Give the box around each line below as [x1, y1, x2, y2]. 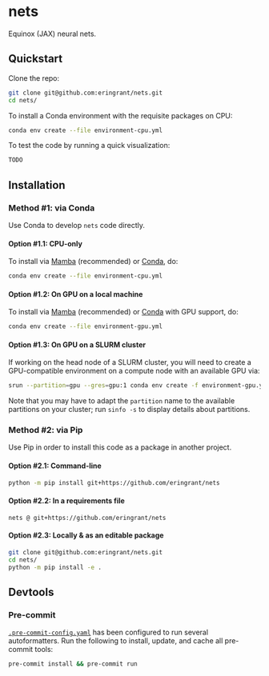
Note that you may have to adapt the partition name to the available [8, 396, 235, 406]
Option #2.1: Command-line [8, 461, 102, 470]
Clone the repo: [8, 73, 60, 82]
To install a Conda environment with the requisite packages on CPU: [8, 110, 233, 120]
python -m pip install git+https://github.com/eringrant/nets [8, 478, 220, 486]
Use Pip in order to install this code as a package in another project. [8, 442, 232, 452]
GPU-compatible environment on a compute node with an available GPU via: [8, 366, 260, 376]
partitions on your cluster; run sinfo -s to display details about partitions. [8, 405, 251, 414]
